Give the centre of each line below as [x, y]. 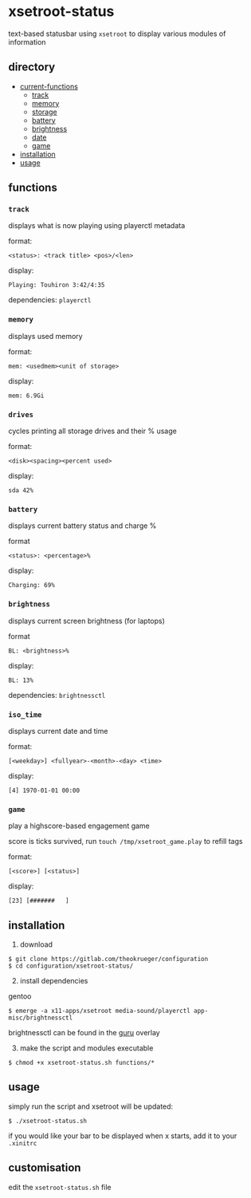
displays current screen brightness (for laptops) [87, 621]
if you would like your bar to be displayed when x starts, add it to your [123, 1136]
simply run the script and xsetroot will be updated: [91, 1106]
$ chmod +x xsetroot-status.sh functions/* [82, 1063]
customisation [45, 1168]
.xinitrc [23, 1143]
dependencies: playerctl [50, 300]
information [27, 41]
